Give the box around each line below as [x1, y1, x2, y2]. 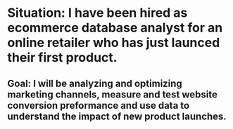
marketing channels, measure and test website [7, 88, 218, 100]
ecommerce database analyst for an [7, 20, 223, 36]
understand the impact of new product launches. [7, 110, 227, 122]
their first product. [7, 50, 118, 66]
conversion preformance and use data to [7, 100, 190, 111]
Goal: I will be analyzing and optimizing [7, 77, 183, 89]
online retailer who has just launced [7, 35, 220, 50]
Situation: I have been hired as [7, 5, 188, 21]
